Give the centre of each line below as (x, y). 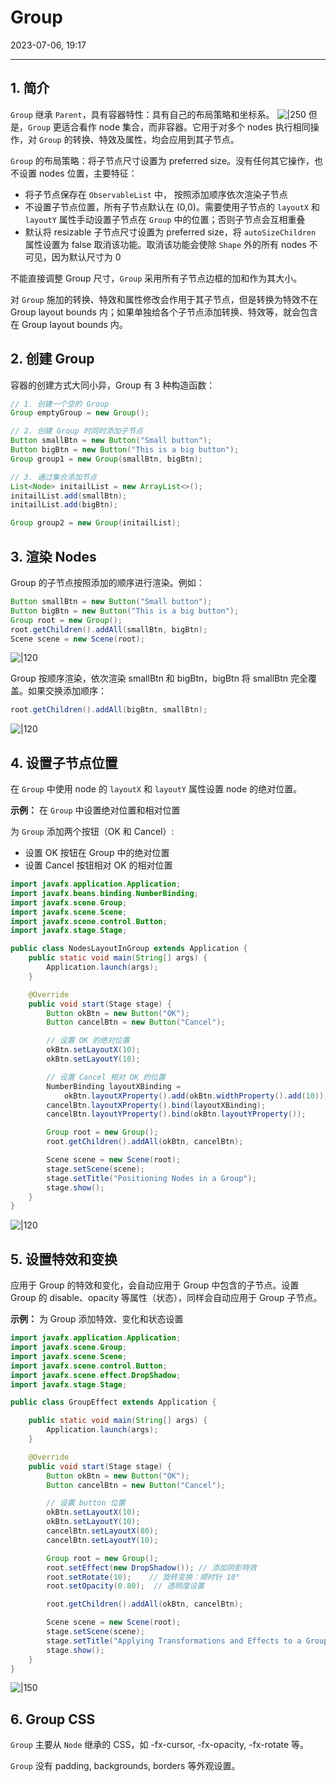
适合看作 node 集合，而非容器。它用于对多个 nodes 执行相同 (186, 127)
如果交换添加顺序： (67, 691)
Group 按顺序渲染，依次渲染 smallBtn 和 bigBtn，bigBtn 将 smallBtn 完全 (159, 678)
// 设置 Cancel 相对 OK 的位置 (106, 1077)
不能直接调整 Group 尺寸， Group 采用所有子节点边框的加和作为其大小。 (156, 278)
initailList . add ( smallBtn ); (69, 496)
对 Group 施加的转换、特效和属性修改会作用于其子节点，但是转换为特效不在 (164, 299)
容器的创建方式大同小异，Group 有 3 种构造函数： (113, 385)
